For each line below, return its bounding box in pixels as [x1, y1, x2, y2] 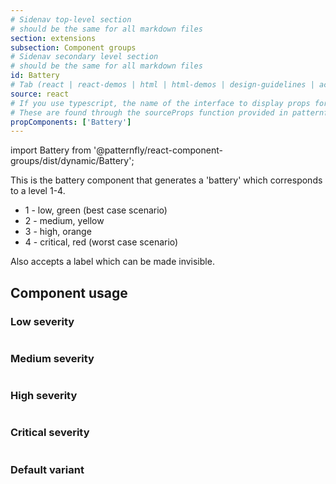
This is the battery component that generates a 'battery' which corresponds [10, 174, 323, 186]
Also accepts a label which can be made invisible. [10, 256, 215, 268]
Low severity [10, 314, 75, 328]
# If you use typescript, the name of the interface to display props [10, 98, 311, 108]
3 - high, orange [24, 226, 92, 238]
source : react [10, 89, 70, 99]
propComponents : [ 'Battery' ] [10, 117, 132, 127]
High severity [10, 389, 78, 403]
